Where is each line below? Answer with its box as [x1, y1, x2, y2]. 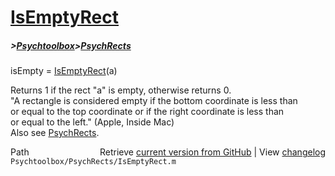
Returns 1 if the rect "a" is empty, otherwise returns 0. [10, 84, 232, 96]
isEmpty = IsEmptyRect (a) [10, 65, 118, 77]
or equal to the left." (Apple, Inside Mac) [10, 116, 175, 128]
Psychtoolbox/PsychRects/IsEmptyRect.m [10, 157, 177, 167]
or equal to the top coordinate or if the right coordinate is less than [10, 106, 285, 118]
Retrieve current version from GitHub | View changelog [99, 146, 326, 158]
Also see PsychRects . [10, 127, 100, 139]
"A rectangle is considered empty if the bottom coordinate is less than [10, 95, 298, 107]
